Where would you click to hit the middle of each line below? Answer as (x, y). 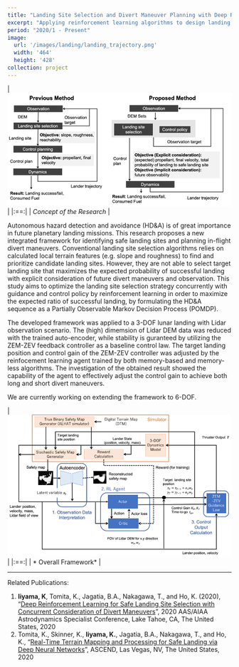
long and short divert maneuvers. (56, 383)
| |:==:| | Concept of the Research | (59, 212)
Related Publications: (38, 582)
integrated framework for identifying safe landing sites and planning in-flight (119, 241)
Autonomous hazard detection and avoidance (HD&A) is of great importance (119, 225)
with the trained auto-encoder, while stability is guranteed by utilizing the (115, 338)
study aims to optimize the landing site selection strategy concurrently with (117, 286)
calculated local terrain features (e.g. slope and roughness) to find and (111, 256)
